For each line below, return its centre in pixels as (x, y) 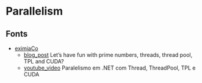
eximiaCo (26, 48)
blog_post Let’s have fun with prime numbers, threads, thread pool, (108, 55)
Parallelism (34, 11)
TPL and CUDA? (44, 61)
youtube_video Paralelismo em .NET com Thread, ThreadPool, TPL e (110, 68)
